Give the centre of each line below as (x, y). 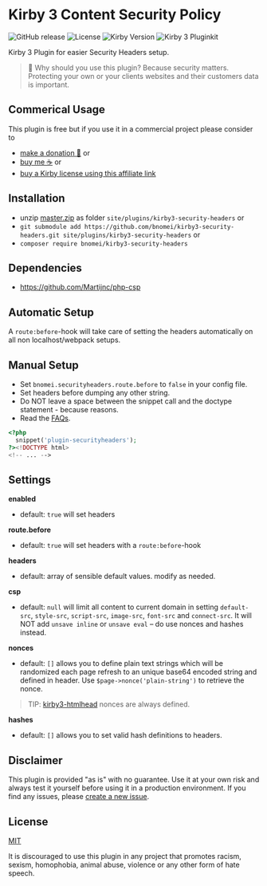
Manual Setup (44, 365)
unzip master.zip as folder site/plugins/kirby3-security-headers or (132, 218)
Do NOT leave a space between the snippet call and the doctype (126, 401)
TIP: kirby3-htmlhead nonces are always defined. (109, 704)
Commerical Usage (57, 110)
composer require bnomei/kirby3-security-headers (104, 244)
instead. (33, 632)
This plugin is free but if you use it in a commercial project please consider (131, 128)
